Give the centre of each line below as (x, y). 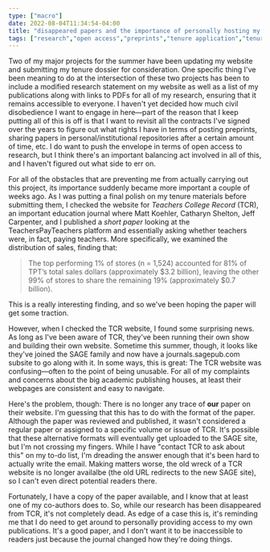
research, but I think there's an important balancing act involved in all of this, (135, 155)
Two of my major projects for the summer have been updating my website (131, 61)
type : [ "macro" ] (35, 16)
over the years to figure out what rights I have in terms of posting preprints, (133, 130)
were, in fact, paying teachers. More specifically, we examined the (118, 239)
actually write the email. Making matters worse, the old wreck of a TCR (125, 464)
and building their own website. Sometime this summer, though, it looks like (133, 346)
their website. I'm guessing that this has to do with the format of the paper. (132, 413)
